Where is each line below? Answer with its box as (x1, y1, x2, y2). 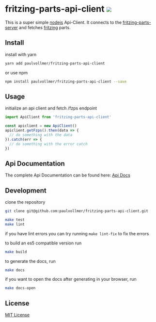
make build (5, 249, 27, 254)
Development (5, 186, 47, 194)
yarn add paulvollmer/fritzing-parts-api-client (5, 61, 105, 66)
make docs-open (5, 286, 36, 290)
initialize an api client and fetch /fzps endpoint (5, 105, 97, 111)
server (5, 24, 18, 30)
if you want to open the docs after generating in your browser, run (5, 276, 137, 282)
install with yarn (5, 51, 37, 57)
